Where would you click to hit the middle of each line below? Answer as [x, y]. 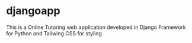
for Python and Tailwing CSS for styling [54, 33]
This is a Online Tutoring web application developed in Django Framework [96, 27]
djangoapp [33, 11]
